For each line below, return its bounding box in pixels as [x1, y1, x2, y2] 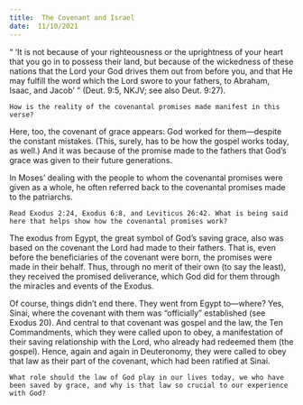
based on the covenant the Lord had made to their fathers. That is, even [9, 242, 277, 253]
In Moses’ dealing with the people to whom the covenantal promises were [9, 172, 283, 183]
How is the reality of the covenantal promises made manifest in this [9, 102, 280, 111]
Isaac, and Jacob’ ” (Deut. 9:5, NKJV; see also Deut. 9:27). [9, 85, 226, 96]
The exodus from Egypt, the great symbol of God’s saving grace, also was [9, 232, 284, 244]
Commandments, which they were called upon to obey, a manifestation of [9, 327, 284, 337]
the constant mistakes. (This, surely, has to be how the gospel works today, [9, 135, 290, 146]
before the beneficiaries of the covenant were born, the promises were [9, 252, 272, 262]
